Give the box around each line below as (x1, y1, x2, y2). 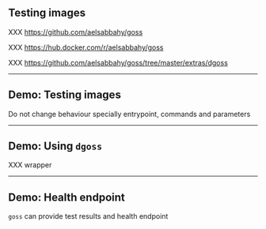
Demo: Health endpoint (8, 190, 125, 204)
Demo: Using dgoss (8, 140, 103, 153)
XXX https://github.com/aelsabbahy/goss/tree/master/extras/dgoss (8, 58, 228, 67)
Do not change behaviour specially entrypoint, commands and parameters (8, 109, 251, 118)
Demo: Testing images (8, 88, 121, 102)
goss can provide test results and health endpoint (8, 212, 169, 221)
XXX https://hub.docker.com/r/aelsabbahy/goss (8, 43, 164, 52)
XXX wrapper (8, 160, 52, 170)
